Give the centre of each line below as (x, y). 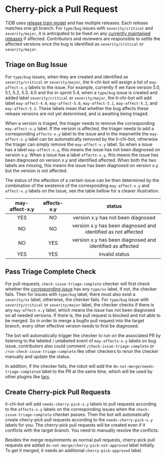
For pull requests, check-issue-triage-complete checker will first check (78, 284)
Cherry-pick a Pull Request (62, 9)
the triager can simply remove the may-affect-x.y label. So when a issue (79, 144)
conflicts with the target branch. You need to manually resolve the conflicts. (82, 430)
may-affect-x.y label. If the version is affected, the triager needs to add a (80, 128)
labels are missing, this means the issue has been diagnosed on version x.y (82, 165)
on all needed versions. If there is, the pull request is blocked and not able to (83, 315)
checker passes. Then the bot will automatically (101, 414)
